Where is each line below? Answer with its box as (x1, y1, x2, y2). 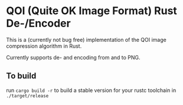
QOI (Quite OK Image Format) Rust (6, 4, 177, 18)
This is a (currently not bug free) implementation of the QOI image (6, 36, 166, 43)
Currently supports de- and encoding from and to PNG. (6, 54, 140, 61)
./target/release (6, 93, 49, 99)
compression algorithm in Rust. (6, 42, 82, 50)
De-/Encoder (6, 17, 71, 30)
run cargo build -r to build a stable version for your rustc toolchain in (6, 87, 177, 94)
